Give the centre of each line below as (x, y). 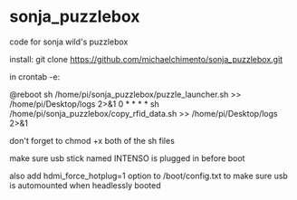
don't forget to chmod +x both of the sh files (92, 140)
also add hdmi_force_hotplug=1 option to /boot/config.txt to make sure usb (148, 176)
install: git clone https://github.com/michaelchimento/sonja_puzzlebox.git (146, 59)
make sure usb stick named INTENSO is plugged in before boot (127, 158)
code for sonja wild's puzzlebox (69, 42)
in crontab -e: (35, 76)
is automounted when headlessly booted (85, 185)
